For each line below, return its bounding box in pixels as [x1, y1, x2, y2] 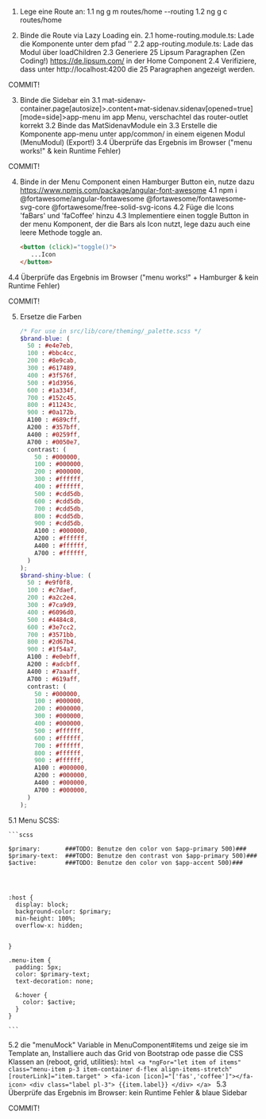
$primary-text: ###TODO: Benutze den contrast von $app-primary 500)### [8, 851, 258, 859]
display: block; [15, 900, 69, 909]
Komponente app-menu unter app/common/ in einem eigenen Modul [19, 129, 245, 139]
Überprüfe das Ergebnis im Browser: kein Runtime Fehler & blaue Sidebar [8, 1087, 248, 1097]
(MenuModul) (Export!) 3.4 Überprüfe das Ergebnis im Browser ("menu [19, 138, 253, 147]
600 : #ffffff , [34, 734, 85, 742]
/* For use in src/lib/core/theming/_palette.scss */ [19, 327, 202, 335]
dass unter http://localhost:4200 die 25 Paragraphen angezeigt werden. [19, 65, 256, 74]
